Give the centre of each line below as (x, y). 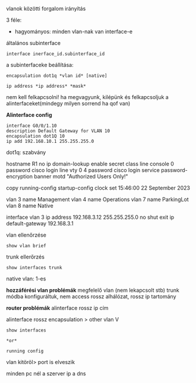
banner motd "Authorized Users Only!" (81, 176)
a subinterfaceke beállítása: (40, 65)
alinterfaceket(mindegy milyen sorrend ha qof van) (68, 103)
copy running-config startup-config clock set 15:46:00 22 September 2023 (98, 188)
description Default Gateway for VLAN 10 (58, 131)
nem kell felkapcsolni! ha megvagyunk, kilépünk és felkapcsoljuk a (88, 97)
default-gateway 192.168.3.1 (40, 224)
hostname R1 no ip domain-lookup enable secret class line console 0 (90, 164)
